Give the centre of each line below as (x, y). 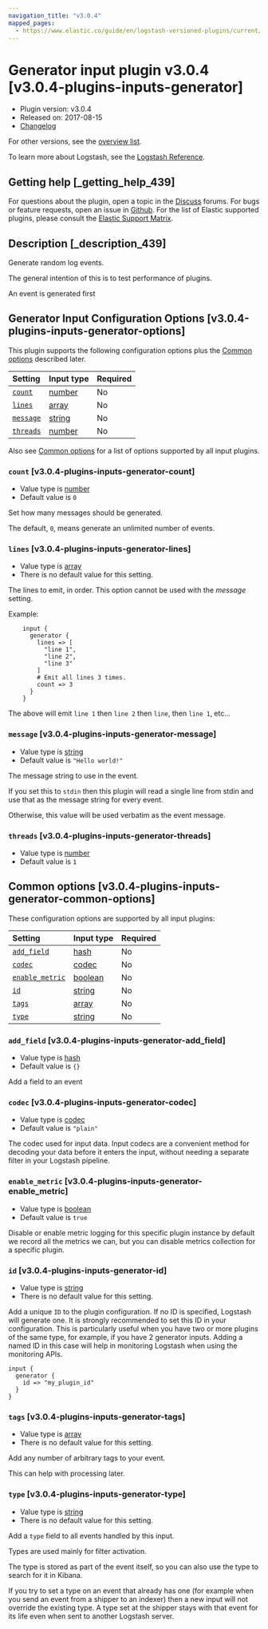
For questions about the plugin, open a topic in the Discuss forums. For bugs (134, 201)
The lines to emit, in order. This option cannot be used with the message (127, 590)
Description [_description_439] (87, 243)
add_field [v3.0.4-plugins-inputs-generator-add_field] (117, 1040)
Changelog (38, 126)
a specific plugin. (37, 1250)
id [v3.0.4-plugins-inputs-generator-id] (88, 1270)
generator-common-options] (82, 899)
